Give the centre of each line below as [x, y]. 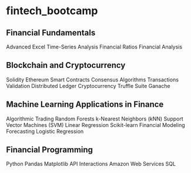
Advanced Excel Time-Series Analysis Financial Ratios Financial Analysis [94, 47]
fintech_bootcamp [52, 11]
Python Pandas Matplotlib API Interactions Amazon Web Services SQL [91, 164]
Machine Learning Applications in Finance [85, 105]
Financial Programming [49, 150]
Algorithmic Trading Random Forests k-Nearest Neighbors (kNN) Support [95, 119]
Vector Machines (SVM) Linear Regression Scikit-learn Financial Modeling [95, 125]
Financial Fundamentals [51, 33]
